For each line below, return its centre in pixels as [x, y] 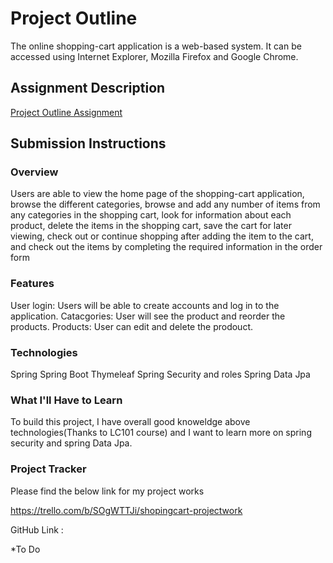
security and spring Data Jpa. [71, 443]
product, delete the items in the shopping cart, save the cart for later [151, 226]
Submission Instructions [88, 143]
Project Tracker [48, 469]
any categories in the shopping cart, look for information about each [151, 215]
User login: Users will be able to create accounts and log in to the [145, 305]
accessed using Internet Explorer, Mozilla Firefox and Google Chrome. [154, 56]
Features [32, 284]
